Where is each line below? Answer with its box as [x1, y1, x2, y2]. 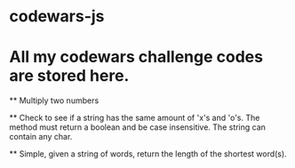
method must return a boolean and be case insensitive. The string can [9, 122, 267, 132]
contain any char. [9, 132, 73, 142]
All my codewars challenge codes [9, 47, 264, 68]
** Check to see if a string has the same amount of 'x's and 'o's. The [9, 113, 260, 124]
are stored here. [9, 66, 130, 86]
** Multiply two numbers [9, 95, 100, 106]
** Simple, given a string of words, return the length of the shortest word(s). [9, 148, 287, 159]
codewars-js [9, 6, 105, 27]
